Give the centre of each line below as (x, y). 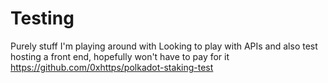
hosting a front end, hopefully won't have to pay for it (120, 56)
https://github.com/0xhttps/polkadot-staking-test (112, 67)
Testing (42, 18)
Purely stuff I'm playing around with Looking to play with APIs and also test (164, 46)
